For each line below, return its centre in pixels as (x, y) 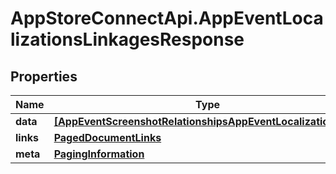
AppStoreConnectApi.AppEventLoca (167, 18)
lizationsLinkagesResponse (127, 39)
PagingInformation (99, 154)
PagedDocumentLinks (107, 137)
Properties (44, 76)
